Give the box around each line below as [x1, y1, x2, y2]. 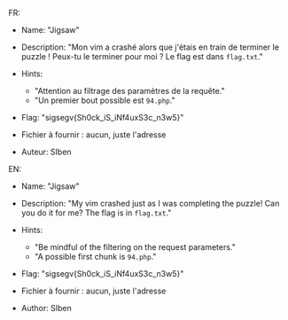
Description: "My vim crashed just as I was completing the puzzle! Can [20, 199, 280, 208]
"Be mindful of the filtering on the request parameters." [34, 242, 236, 252]
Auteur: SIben [20, 146, 72, 157]
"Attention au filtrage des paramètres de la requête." [34, 86, 225, 96]
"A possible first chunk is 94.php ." [34, 252, 157, 261]
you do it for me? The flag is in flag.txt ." [20, 207, 172, 218]
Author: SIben [20, 303, 72, 313]
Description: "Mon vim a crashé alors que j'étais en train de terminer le [20, 42, 280, 52]
